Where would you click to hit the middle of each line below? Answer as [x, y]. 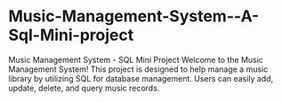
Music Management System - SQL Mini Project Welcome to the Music [136, 59]
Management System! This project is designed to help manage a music [138, 69]
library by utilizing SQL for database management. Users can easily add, [141, 78]
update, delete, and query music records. [84, 88]
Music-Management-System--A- [134, 16]
